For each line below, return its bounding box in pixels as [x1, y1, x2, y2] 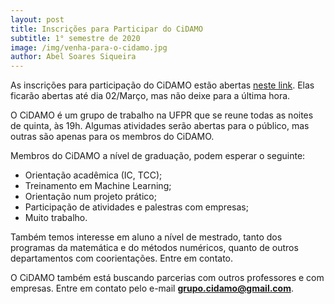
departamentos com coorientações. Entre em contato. [10, 252, 234, 265]
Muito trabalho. [24, 212, 88, 224]
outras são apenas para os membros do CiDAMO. [10, 131, 215, 143]
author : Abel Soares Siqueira [10, 52, 137, 62]
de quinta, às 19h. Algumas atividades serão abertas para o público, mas [10, 120, 310, 132]
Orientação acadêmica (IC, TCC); [24, 169, 163, 181]
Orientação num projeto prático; [24, 191, 157, 203]
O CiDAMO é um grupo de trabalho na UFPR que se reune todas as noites [10, 109, 314, 121]
